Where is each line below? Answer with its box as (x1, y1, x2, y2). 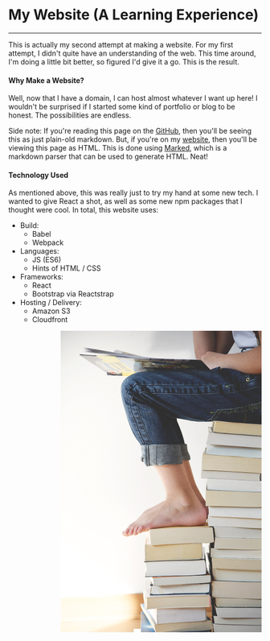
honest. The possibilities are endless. (8, 110, 132, 120)
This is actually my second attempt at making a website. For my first (8, 39, 234, 49)
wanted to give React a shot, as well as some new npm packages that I (8, 196, 243, 206)
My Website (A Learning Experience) (8, 6, 260, 24)
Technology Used (8, 170, 69, 180)
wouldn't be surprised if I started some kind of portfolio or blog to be (8, 102, 235, 112)
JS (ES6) (31, 255, 62, 265)
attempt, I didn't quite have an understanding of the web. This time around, (8, 48, 256, 58)
